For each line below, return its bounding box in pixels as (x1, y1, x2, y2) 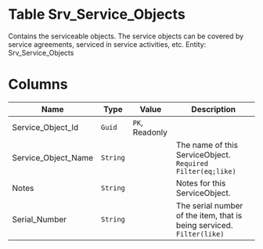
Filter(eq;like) (175, 167, 236, 175)
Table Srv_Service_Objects (8, 5, 186, 23)
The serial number (175, 200, 243, 211)
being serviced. (175, 219, 233, 230)
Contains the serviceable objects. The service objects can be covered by (8, 31, 244, 41)
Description (191, 103, 236, 114)
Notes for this (175, 178, 226, 189)
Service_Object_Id (12, 121, 79, 132)
